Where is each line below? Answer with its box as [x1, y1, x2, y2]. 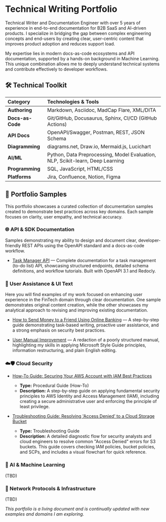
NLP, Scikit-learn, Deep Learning [47, 157, 124, 164]
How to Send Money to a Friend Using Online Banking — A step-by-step [12, 317, 160, 323]
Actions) [47, 121, 67, 128]
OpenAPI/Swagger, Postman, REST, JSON [47, 129, 145, 135]
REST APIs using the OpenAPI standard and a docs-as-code [22, 242, 145, 248]
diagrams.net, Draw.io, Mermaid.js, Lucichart [47, 143, 151, 150]
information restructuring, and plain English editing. [12, 348, 117, 353]
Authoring [7, 106, 32, 113]
